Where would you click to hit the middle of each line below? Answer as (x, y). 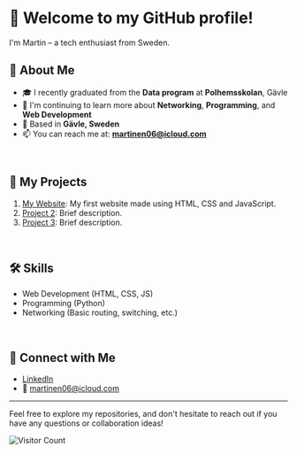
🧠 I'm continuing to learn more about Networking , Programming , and (148, 104)
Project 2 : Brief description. (72, 212)
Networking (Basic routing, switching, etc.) (100, 312)
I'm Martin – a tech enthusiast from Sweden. (90, 42)
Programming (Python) (64, 304)
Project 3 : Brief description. (72, 222)
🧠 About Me (42, 70)
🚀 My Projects (48, 182)
